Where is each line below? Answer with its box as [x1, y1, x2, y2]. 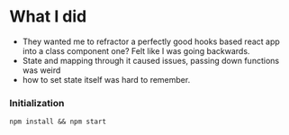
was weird [22, 65, 61, 76]
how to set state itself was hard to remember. [22, 74, 191, 85]
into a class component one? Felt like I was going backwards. [22, 45, 250, 56]
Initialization [9, 96, 65, 109]
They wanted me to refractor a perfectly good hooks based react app [22, 36, 281, 47]
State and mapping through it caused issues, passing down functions [22, 55, 280, 66]
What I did [9, 6, 87, 27]
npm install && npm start [9, 117, 106, 127]
